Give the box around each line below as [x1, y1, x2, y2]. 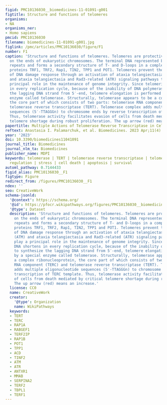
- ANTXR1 [9, 369, 28, 374]
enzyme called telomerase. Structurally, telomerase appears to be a [9, 95, 157, 100]
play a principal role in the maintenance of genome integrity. [14, 239, 150, 244]
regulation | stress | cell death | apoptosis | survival [9, 160, 133, 165]
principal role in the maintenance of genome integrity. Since [9, 81, 143, 86]
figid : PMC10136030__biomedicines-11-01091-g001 [5, 7, 108, 12]
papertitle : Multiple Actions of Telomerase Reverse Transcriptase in [5, 123, 155, 128]
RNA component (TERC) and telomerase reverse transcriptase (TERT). [14, 262, 159, 267]
